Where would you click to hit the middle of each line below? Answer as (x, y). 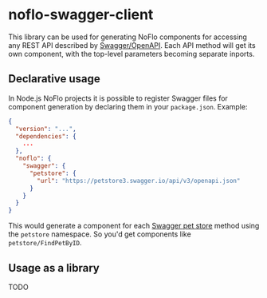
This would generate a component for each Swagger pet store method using (134, 226)
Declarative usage (55, 79)
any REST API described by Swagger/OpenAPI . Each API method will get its (132, 45)
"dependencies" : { (46, 136)
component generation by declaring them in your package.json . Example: (128, 106)
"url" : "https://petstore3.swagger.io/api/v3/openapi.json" (139, 181)
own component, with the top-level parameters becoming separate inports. (132, 54)
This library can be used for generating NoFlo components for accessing (128, 37)
